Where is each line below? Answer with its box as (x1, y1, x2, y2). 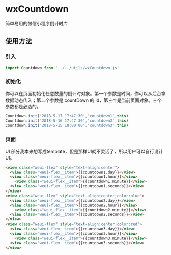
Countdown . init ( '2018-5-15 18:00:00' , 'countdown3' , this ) (5, 123, 129, 128)
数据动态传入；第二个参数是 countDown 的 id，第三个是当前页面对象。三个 (5, 97, 162, 103)
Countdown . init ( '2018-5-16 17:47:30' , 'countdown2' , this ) (5, 118, 129, 123)
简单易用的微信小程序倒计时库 (5, 20, 68, 26)
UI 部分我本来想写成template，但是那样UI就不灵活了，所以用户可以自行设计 (5, 148, 163, 154)
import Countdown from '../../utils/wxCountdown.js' (5, 65, 120, 70)
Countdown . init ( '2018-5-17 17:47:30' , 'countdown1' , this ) (5, 113, 129, 118)
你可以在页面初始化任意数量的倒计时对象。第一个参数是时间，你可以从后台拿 (5, 90, 166, 97)
